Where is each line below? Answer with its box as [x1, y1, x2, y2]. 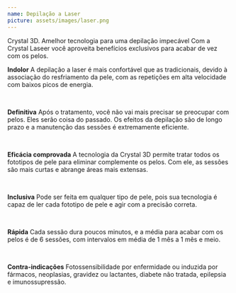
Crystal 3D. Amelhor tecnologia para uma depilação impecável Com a [7, 36, 210, 45]
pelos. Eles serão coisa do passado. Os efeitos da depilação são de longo [7, 115, 223, 124]
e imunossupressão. [7, 277, 67, 286]
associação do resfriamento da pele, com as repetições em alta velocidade [7, 72, 227, 81]
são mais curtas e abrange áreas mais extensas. [7, 165, 149, 173]
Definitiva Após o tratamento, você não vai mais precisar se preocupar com [7, 108, 230, 116]
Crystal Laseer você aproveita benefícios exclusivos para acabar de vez [7, 44, 218, 52]
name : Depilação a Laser [7, 10, 81, 18]
